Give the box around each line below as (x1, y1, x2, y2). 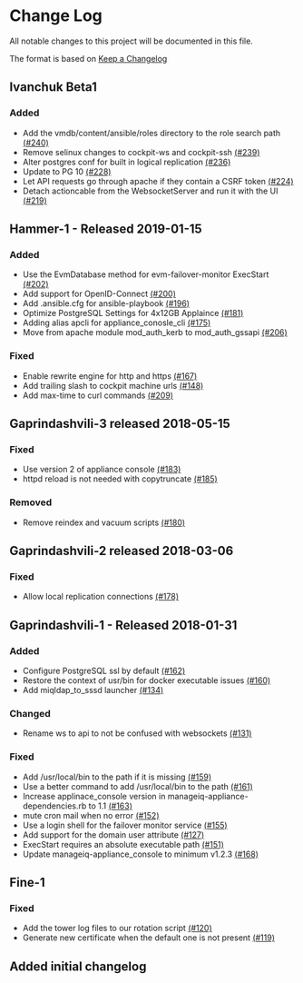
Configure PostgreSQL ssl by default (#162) (22, 665, 186, 676)
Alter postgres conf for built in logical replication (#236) (22, 156, 231, 167)
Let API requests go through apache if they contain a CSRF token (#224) (22, 175, 294, 186)
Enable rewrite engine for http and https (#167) (22, 370, 198, 382)
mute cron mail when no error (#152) (22, 809, 160, 820)
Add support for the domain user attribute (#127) (22, 829, 205, 840)
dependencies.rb (22, 800, 87, 811)
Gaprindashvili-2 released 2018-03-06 (9, 542, 234, 559)
